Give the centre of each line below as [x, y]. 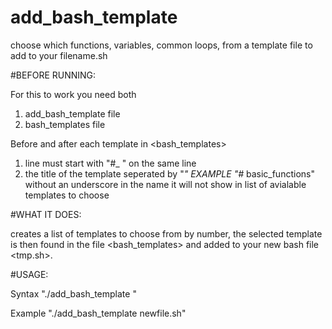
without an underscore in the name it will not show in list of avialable [165, 184]
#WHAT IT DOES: [46, 214]
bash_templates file [65, 124]
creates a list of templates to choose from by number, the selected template [166, 233]
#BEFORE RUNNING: [53, 75]
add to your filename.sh [59, 55]
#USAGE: [29, 274]
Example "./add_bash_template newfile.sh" [98, 313]
